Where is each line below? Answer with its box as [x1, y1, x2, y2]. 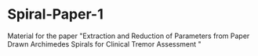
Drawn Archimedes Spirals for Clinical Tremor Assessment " [7, 39, 202, 48]
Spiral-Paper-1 [7, 5, 104, 23]
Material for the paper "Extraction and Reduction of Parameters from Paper [7, 31, 250, 40]
